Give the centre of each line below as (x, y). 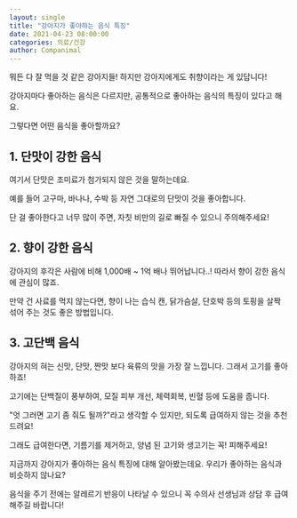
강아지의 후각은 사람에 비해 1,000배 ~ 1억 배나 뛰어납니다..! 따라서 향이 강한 (139, 271)
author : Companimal (45, 51)
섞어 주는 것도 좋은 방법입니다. (61, 312)
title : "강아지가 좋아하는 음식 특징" (70, 26)
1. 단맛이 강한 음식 (56, 156)
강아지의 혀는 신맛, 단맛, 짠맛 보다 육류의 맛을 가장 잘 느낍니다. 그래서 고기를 (140, 366)
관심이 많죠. (39, 282)
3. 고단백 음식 (44, 343)
